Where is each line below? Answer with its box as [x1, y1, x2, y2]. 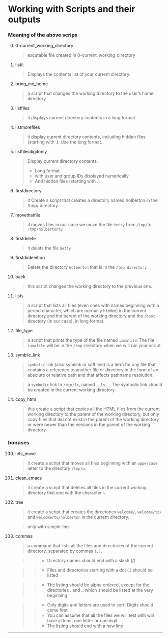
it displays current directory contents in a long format [27, 115, 136, 121]
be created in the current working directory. [27, 387, 116, 393]
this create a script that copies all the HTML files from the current [27, 406, 160, 412]
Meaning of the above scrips [8, 32, 78, 38]
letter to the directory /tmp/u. [27, 465, 87, 471]
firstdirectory [15, 188, 42, 194]
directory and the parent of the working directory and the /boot [27, 313, 156, 319]
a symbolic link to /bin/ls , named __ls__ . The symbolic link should [27, 382, 163, 388]
